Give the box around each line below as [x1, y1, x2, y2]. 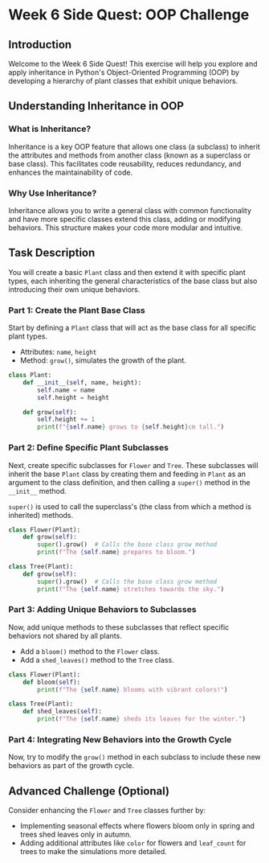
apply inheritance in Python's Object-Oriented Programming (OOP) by [8, 68, 239, 77]
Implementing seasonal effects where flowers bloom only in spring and [19, 821, 255, 831]
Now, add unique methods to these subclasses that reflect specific [8, 622, 230, 632]
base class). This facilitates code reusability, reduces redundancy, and [8, 158, 242, 168]
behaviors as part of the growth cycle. [8, 761, 135, 771]
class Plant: [8, 372, 52, 380]
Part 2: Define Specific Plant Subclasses [8, 442, 169, 454]
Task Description [8, 246, 96, 260]
